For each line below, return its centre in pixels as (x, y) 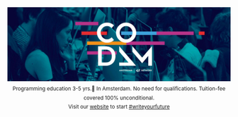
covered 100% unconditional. (119, 98)
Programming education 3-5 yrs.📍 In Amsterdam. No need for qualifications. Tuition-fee (119, 88)
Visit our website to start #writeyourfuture (119, 107)
